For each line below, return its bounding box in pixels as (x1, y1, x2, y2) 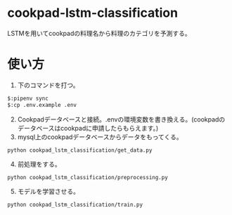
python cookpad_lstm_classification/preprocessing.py (7, 174, 169, 181)
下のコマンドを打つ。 (17, 81, 79, 89)
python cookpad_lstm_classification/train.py (7, 201, 143, 208)
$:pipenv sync (7, 95, 49, 102)
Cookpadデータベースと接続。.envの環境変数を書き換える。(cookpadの (17, 115, 226, 124)
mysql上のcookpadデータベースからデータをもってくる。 (17, 132, 183, 141)
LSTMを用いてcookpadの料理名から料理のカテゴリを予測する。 (7, 29, 191, 37)
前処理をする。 (17, 159, 61, 168)
